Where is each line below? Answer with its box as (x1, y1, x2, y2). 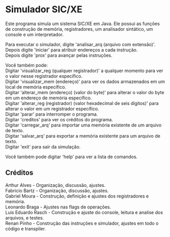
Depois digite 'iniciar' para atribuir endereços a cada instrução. (5, 47, 138, 53)
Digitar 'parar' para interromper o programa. (5, 111, 98, 117)
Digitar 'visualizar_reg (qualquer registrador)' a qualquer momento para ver (5, 68, 163, 74)
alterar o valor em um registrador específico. (5, 105, 100, 112)
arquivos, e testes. (5, 214, 44, 221)
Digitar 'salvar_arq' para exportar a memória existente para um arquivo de (5, 133, 161, 139)
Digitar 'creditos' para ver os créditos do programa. (5, 116, 113, 122)
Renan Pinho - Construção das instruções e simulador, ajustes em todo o (5, 220, 159, 226)
